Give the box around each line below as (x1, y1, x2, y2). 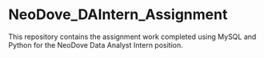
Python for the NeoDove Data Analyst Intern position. (8, 40, 184, 49)
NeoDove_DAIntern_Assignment (8, 6, 228, 24)
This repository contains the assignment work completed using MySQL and (8, 32, 257, 41)
